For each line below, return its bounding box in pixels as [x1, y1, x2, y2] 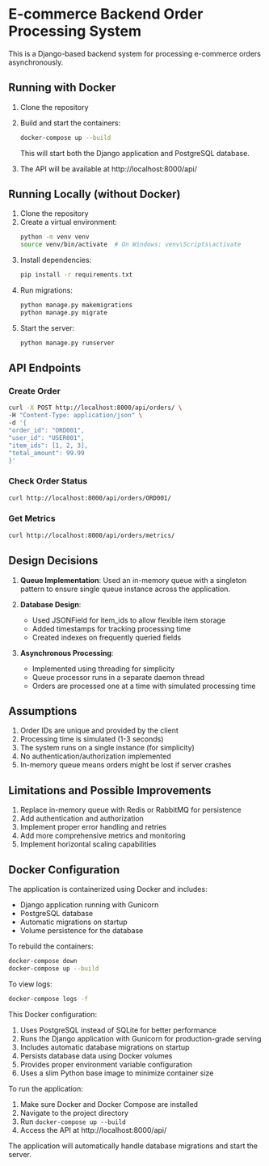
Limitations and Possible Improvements [8, 784, 212, 797]
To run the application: [8, 1084, 83, 1093]
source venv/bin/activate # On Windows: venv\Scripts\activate [19, 240, 242, 249]
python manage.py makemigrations [19, 301, 133, 310]
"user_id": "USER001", [8, 433, 85, 441]
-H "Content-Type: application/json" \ [8, 412, 143, 420]
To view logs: [8, 979, 53, 989]
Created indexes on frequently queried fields [32, 632, 182, 642]
